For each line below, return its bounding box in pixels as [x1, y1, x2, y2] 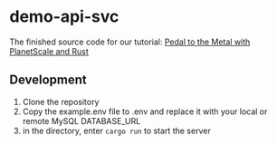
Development [9, 72, 88, 88]
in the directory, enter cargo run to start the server [22, 125, 211, 136]
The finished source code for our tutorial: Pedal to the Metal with [9, 36, 251, 47]
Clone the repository [22, 96, 100, 107]
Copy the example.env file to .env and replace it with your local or [22, 106, 268, 117]
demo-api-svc [9, 6, 119, 27]
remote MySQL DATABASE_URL [22, 115, 141, 126]
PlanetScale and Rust [9, 45, 89, 56]
